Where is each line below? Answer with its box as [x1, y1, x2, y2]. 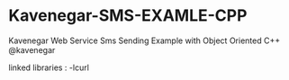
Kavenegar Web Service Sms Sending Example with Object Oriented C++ [8, 35, 281, 46]
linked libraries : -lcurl [8, 62, 89, 73]
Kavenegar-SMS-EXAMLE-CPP [8, 5, 248, 26]
